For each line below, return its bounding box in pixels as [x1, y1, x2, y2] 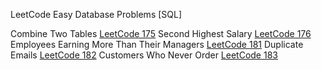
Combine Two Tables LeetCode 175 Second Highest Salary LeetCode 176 [10, 28, 312, 39]
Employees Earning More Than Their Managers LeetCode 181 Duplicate [10, 39, 304, 50]
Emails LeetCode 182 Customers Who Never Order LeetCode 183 [10, 49, 278, 61]
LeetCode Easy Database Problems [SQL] [10, 9, 183, 20]
